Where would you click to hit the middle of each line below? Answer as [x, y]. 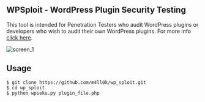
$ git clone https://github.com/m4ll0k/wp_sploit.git [76, 82]
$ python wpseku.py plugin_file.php [53, 93]
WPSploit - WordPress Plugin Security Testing [96, 10]
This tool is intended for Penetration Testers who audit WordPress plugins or [102, 24]
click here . [20, 37]
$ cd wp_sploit [26, 87]
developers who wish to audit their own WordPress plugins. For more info [99, 31]
